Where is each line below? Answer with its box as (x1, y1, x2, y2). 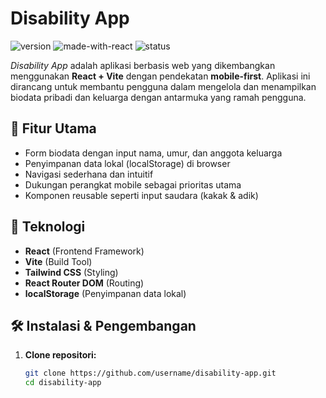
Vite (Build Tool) (24, 255, 93, 267)
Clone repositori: (24, 349, 97, 361)
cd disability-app (24, 378, 102, 388)
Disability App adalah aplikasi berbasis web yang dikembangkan (10, 59, 276, 71)
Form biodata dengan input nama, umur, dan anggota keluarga (24, 147, 283, 159)
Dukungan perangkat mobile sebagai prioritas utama (24, 178, 242, 191)
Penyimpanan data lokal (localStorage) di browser (24, 157, 231, 169)
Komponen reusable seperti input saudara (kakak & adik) (24, 189, 259, 201)
